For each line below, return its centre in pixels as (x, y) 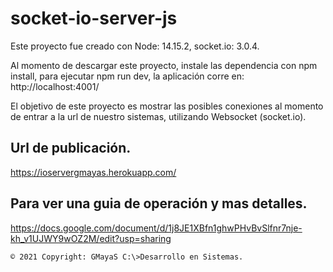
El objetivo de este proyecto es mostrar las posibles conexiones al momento (167, 106)
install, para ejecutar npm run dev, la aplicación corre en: (127, 76)
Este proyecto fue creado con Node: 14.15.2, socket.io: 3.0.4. (135, 46)
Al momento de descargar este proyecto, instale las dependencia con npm (164, 65)
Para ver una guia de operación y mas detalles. (159, 203)
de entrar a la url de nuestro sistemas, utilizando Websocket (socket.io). (158, 116)
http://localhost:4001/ (55, 86)
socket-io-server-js (94, 18)
